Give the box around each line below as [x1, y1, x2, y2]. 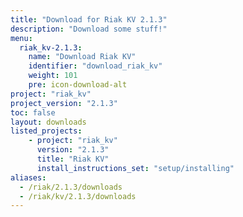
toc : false [10, 107, 56, 118]
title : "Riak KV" [36, 154, 110, 164]
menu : [10, 33, 33, 43]
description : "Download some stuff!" [10, 24, 168, 34]
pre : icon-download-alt [28, 80, 128, 90]
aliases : [10, 172, 47, 183]
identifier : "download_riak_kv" [28, 61, 163, 71]
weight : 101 [28, 71, 78, 81]
